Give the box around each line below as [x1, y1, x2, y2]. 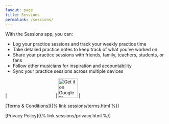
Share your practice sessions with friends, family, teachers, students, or [12, 52, 164, 58]
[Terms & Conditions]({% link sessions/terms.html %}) [5, 103, 119, 109]
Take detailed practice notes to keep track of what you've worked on [12, 47, 158, 53]
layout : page [5, 7, 33, 13]
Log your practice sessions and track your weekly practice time [12, 41, 147, 47]
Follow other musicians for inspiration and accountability [12, 63, 132, 69]
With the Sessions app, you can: [5, 31, 73, 37]
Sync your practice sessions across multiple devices [12, 68, 124, 74]
